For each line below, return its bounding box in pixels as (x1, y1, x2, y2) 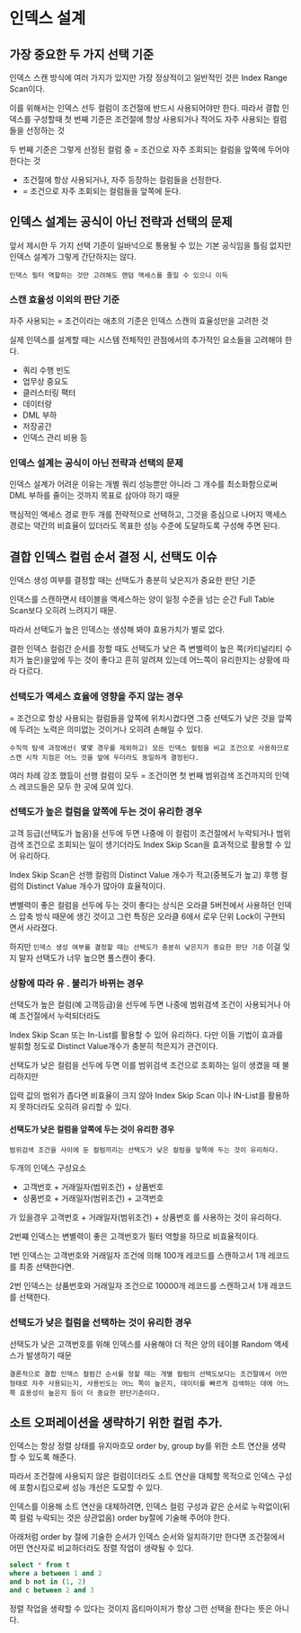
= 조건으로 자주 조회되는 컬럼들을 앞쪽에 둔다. (22, 186, 181, 196)
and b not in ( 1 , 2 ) (9, 1577, 87, 1586)
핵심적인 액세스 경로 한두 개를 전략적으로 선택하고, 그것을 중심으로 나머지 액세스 (9, 509, 288, 520)
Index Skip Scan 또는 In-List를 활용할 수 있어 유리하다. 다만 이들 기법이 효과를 (9, 1029, 284, 1040)
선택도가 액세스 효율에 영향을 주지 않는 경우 (9, 691, 184, 703)
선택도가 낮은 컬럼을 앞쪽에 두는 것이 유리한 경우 (9, 1124, 175, 1134)
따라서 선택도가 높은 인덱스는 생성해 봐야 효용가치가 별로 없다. (9, 624, 226, 635)
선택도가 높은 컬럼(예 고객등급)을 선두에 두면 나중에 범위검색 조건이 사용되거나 (9, 999, 281, 1011)
